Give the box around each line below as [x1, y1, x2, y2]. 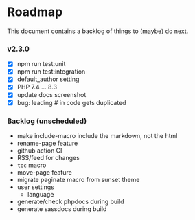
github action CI [16, 146, 62, 155]
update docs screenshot [16, 91, 87, 99]
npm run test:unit [16, 60, 66, 68]
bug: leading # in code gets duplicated [16, 98, 126, 107]
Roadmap [7, 4, 63, 20]
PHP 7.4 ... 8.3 [16, 83, 57, 91]
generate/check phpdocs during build [16, 197, 125, 206]
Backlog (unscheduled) [7, 116, 87, 126]
